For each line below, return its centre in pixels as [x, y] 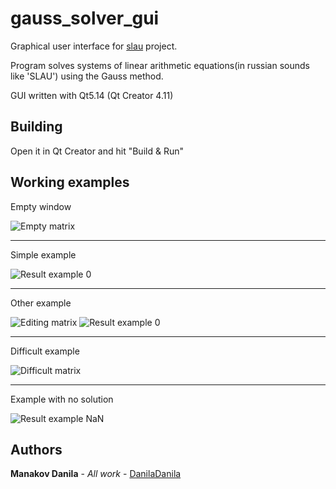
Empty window [41, 206]
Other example [41, 303]
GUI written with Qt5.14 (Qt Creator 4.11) [92, 95]
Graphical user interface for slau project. [94, 46]
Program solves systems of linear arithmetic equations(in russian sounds [160, 65]
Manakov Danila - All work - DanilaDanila [96, 474]
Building [36, 127]
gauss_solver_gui [85, 18]
